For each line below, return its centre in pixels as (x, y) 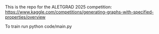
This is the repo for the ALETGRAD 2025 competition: (59, 7)
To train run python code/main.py (38, 26)
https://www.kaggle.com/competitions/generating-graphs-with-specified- (79, 12)
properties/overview (25, 17)
